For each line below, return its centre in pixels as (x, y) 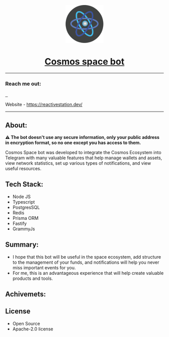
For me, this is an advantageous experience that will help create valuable (88, 273)
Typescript (24, 202)
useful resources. (23, 169)
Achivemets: (26, 294)
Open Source (26, 323)
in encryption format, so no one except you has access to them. (73, 143)
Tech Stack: (24, 184)
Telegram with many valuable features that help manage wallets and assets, (84, 158)
